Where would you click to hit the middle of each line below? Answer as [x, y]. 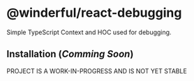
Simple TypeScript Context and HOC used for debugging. [89, 32]
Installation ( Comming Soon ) [70, 54]
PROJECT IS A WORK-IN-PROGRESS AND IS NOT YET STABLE [97, 71]
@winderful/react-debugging [94, 13]
